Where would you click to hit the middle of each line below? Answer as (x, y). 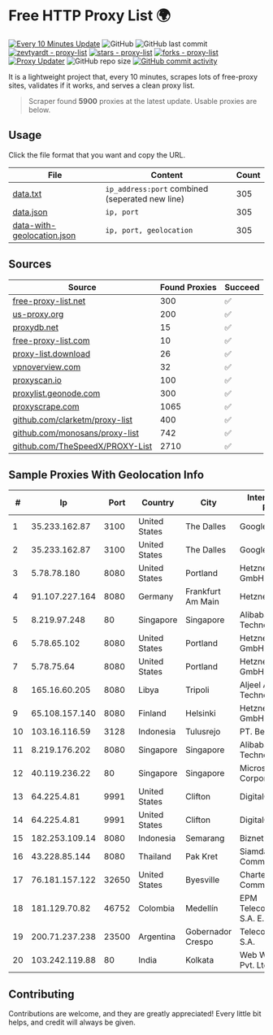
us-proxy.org (38, 314)
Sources (30, 264)
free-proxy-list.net (49, 301)
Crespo (199, 942)
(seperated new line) (145, 198)
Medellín (202, 908)
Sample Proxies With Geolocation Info (106, 475)
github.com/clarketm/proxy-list (72, 419)
